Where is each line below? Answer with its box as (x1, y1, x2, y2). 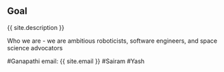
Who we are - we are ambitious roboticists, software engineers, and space (7, 37, 218, 45)
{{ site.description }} (7, 23, 65, 31)
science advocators (7, 43, 63, 52)
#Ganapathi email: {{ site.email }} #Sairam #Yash (7, 57, 145, 65)
